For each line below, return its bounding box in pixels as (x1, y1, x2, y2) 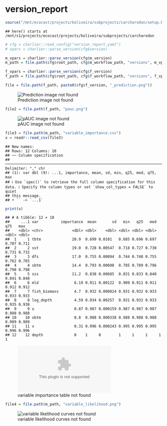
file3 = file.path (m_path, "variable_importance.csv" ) (5, 130, 121, 135)
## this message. (5, 193, 41, 198)
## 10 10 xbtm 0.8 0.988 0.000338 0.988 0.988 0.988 (5, 315, 157, 320)
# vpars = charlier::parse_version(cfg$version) (5, 46, 108, 52)
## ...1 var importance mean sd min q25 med (5, 220, 157, 225)
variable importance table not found (17, 392, 91, 398)
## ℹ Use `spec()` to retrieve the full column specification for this (5, 179, 156, 184)
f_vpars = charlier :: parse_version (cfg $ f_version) (5, 69, 112, 74)
